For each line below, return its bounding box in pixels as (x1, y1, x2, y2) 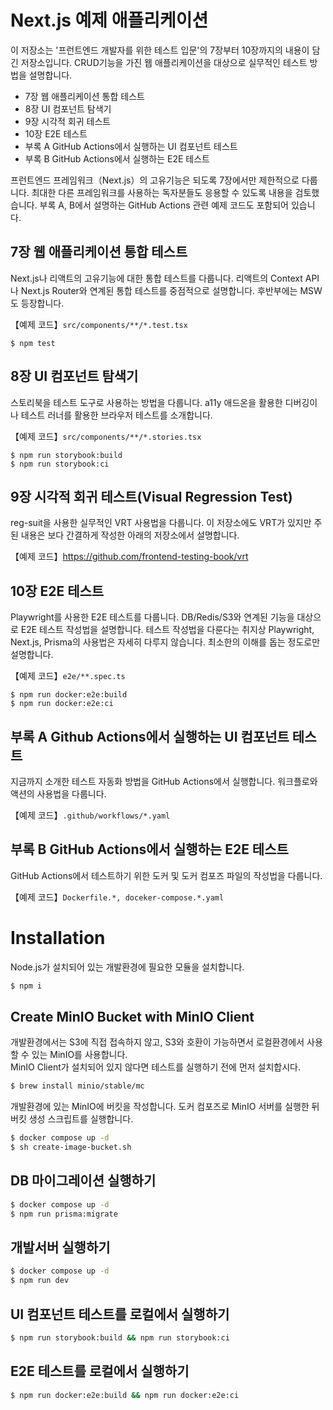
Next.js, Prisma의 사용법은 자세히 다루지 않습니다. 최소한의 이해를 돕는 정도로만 (10, 636, 321, 648)
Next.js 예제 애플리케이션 (10, 9, 209, 32)
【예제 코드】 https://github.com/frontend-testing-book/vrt (10, 551, 249, 563)
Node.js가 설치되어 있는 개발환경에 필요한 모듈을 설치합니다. (10, 961, 245, 973)
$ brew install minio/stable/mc (10, 1081, 145, 1091)
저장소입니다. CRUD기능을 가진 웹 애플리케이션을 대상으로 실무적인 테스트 (20, 56, 308, 68)
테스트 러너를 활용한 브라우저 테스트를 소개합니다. (20, 409, 213, 421)
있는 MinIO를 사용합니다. (31, 1049, 128, 1061)
